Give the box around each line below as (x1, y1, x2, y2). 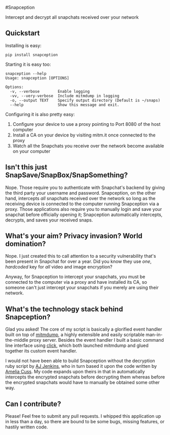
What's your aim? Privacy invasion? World (5, 232, 143, 240)
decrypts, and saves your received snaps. (5, 216, 93, 223)
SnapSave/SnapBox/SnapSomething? (5, 171, 128, 180)
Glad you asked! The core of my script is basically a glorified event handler (5, 326, 162, 333)
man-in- (146, 332, 163, 338)
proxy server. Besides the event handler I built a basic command (29, 337, 164, 343)
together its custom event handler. (5, 348, 77, 354)
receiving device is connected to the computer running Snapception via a (5, 201, 159, 207)
